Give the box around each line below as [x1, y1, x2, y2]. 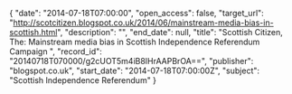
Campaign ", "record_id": [9, 46, 102, 57]
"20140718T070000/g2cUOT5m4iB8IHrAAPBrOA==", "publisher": [9, 56, 254, 66]
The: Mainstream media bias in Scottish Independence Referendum [9, 36, 260, 47]
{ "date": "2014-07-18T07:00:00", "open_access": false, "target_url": [9, 8, 264, 18]
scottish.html [9, 27, 58, 37]
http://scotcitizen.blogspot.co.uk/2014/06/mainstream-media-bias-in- [13, 17, 274, 28]
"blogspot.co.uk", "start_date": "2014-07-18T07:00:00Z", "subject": [9, 65, 260, 76]
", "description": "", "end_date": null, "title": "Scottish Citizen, [57, 27, 283, 37]
